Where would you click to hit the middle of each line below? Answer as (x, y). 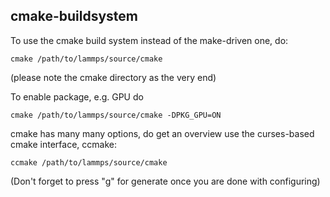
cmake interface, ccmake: (63, 144)
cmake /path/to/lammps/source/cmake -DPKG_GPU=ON (116, 115)
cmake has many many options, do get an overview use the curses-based (162, 133)
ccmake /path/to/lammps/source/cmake (89, 162)
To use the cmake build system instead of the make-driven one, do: (149, 40)
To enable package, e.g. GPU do (77, 96)
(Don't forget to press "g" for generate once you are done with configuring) (165, 181)
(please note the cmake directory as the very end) (113, 77)
